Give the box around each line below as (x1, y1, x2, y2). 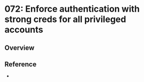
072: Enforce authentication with (4, 3, 140, 15)
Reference (4, 60, 37, 68)
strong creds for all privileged (4, 14, 127, 25)
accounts (4, 24, 43, 35)
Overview (4, 43, 35, 52)
